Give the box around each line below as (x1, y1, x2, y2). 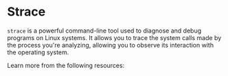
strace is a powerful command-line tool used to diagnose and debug (7, 26, 202, 35)
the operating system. (7, 48, 69, 56)
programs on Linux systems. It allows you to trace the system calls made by (7, 33, 222, 41)
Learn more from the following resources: (7, 61, 125, 69)
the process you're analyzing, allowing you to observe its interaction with (7, 41, 214, 49)
